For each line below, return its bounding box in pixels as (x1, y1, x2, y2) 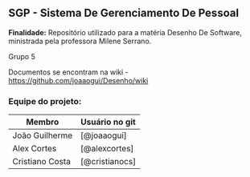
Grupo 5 (8, 51, 36, 61)
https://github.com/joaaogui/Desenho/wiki (8, 75, 149, 85)
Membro (26, 116, 59, 127)
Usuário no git (80, 116, 137, 127)
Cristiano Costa (12, 156, 71, 167)
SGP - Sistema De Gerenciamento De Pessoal (8, 6, 240, 20)
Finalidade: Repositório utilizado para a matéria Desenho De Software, (8, 27, 243, 37)
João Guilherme (12, 130, 73, 141)
